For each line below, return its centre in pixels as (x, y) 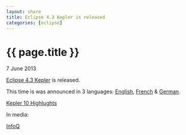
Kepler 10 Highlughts (32, 103)
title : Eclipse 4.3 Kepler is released (56, 17)
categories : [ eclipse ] (34, 23)
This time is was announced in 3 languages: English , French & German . (93, 92)
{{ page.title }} (43, 52)
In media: (18, 115)
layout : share (24, 12)
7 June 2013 (21, 68)
